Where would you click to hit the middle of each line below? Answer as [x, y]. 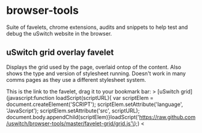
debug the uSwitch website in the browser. [59, 33]
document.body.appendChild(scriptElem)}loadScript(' [73, 117]
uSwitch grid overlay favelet [60, 53]
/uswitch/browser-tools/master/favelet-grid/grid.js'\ [70, 123]
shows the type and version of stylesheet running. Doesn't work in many [96, 73]
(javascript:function [30, 97]
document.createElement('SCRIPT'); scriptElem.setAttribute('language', [95, 104]
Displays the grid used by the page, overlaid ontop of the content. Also [94, 67]
